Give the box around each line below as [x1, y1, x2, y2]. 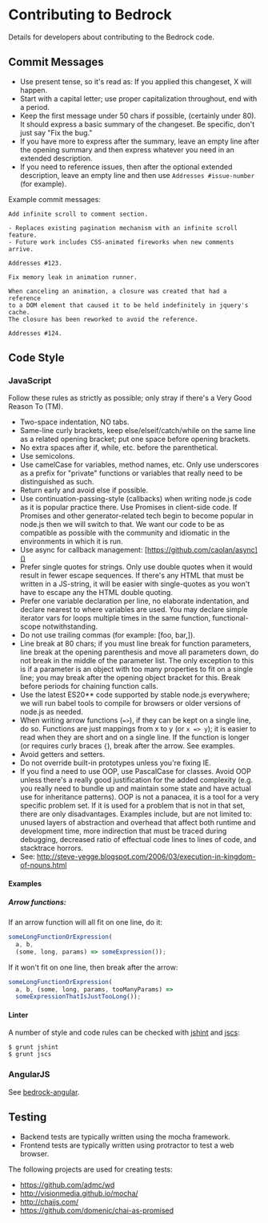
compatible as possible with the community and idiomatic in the [19, 528, 230, 538]
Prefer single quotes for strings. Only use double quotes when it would [19, 562, 254, 572]
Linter [8, 1010, 29, 1019]
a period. [19, 102, 50, 111]
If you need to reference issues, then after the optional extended [19, 162, 233, 172]
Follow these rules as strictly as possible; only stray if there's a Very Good [8, 393, 252, 403]
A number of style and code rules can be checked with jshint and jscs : [8, 1028, 240, 1038]
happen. [19, 85, 48, 95]
